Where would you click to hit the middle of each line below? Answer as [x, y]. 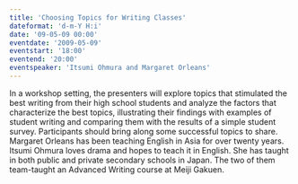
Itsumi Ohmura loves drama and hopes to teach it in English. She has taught [149, 150]
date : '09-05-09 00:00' [54, 34]
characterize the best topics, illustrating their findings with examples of [140, 112]
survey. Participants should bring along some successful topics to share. [144, 131]
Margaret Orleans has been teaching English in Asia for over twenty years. [147, 141]
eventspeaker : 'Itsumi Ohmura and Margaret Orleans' [110, 68]
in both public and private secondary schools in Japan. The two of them [142, 160]
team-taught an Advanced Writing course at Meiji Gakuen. [117, 169]
